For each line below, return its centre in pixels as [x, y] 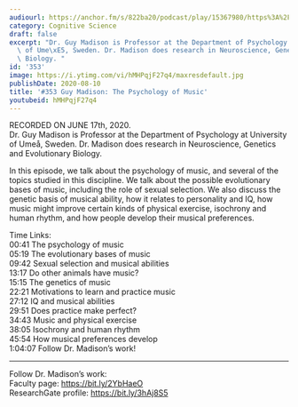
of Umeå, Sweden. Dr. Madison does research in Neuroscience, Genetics [143, 144]
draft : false [33, 34]
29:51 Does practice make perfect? [73, 311]
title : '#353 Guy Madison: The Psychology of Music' [109, 92]
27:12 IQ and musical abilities [62, 301]
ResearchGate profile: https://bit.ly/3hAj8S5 [89, 393]
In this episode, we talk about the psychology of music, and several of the [144, 171]
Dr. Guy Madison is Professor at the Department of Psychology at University [148, 135]
